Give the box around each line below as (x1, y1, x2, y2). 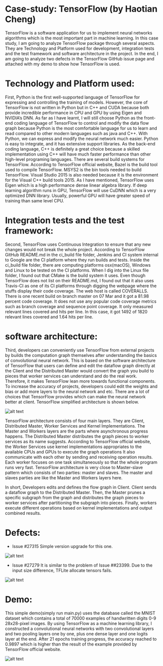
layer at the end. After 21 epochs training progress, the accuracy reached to (5, 636, 157, 642)
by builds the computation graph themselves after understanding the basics (5, 352, 157, 358)
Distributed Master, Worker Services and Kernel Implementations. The (5, 423, 145, 429)
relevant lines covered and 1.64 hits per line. (5, 313, 93, 320)
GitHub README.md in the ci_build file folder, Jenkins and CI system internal (5, 252, 159, 257)
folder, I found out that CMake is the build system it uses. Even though (5, 272, 146, 278)
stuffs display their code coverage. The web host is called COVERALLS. (5, 288, 148, 294)
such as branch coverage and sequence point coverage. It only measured (5, 303, 153, 309)
